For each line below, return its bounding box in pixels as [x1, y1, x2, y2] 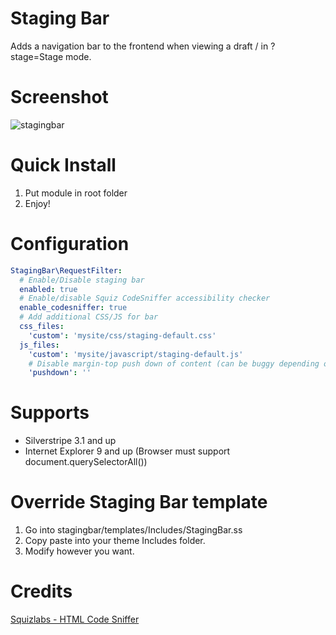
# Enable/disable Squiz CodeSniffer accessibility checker [19, 293, 271, 304]
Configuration [10, 233, 130, 255]
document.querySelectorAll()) [24, 456, 148, 468]
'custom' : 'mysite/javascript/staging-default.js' [28, 349, 244, 359]
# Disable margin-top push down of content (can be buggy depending [28, 358, 320, 369]
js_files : [19, 340, 60, 350]
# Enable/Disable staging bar [19, 275, 145, 285]
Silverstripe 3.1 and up [24, 435, 117, 447]
